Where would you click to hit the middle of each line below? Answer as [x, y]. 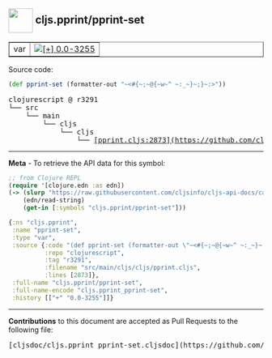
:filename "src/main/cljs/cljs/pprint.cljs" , [122, 268]
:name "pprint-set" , [47, 230]
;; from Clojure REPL [45, 178]
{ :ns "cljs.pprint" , [43, 223]
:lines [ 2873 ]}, [72, 275]
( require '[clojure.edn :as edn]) [67, 185]
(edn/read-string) [54, 200]
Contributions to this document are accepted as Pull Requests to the [123, 321]
